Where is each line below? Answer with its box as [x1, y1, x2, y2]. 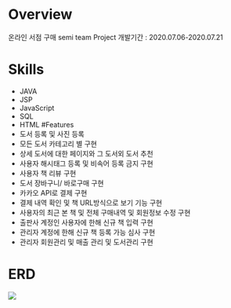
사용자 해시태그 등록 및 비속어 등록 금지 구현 [19, 159, 154, 168]
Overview [8, 5, 73, 24]
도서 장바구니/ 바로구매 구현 [19, 178, 104, 188]
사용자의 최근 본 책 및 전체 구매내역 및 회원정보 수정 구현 [19, 207, 191, 217]
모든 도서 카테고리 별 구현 [19, 139, 98, 148]
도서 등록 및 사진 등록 [19, 129, 85, 138]
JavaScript [19, 103, 55, 112]
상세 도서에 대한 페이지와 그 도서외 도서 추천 [19, 148, 154, 158]
